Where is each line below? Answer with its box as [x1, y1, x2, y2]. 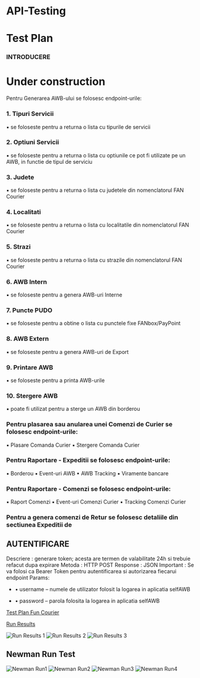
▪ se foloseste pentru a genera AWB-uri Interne [6, 291, 122, 298]
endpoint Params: [6, 574, 50, 581]
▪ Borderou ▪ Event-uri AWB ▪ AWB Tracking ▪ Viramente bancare [6, 469, 169, 477]
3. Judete [6, 173, 35, 181]
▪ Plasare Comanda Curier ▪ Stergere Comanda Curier [6, 441, 140, 448]
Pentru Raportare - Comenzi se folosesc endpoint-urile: [6, 484, 171, 493]
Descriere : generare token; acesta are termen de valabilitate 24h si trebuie [6, 555, 191, 562]
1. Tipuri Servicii [6, 109, 54, 118]
